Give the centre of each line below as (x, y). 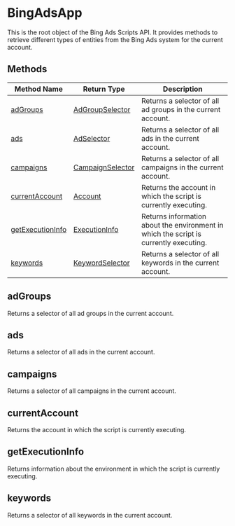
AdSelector (92, 138)
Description (183, 89)
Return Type (104, 89)
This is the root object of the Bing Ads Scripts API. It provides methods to (113, 32)
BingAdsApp (45, 13)
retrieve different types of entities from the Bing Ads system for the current (115, 39)
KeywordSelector (101, 263)
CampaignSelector (104, 167)
